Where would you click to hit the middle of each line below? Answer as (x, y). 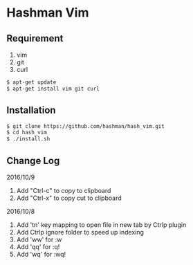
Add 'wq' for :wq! (41, 254)
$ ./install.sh (28, 139)
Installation (31, 110)
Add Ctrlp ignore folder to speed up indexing (80, 232)
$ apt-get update (31, 82)
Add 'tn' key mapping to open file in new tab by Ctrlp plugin (101, 225)
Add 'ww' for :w (39, 239)
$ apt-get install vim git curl (53, 89)
